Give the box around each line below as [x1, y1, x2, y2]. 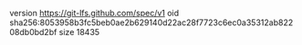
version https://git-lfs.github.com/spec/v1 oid [9, 8, 180, 18]
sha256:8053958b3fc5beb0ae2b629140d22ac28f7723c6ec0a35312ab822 [9, 17, 294, 28]
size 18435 [58, 27, 100, 37]
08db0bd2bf [9, 27, 57, 37]
